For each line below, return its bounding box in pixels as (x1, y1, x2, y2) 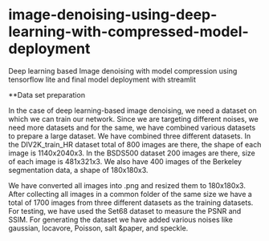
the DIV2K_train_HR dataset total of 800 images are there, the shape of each (8, 139, 262, 149)
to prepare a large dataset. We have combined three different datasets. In (8, 131, 251, 141)
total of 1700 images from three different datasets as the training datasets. (8, 198, 254, 207)
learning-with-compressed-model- (8, 22, 249, 41)
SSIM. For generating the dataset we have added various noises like (8, 215, 234, 224)
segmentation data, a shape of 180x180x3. (8, 165, 149, 175)
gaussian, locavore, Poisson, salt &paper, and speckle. (8, 223, 189, 233)
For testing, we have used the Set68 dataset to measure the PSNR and (8, 206, 242, 215)
